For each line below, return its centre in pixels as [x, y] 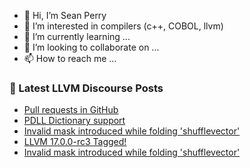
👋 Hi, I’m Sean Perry [65, 15]
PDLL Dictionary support [74, 121]
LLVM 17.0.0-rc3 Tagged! [75, 142]
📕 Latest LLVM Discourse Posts [86, 88]
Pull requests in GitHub [71, 110]
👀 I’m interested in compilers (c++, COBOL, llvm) [123, 26]
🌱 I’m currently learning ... [77, 36]
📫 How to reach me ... [70, 58]
